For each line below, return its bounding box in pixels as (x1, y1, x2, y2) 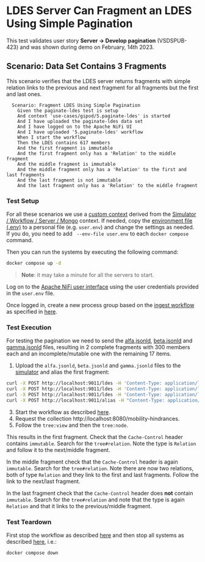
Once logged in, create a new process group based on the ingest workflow (6, 301, 195, 309)
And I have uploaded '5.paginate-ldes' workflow (17, 129, 143, 135)
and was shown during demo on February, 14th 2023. (20, 43, 154, 51)
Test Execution (6, 323, 52, 331)
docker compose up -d (6, 261, 62, 267)
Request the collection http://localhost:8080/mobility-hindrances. (15, 415, 180, 422)
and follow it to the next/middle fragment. (6, 446, 110, 453)
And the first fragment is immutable (17, 145, 113, 151)
